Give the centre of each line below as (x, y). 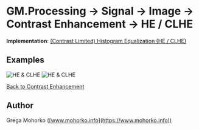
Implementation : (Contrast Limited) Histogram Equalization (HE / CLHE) (96, 41)
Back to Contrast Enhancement (45, 86)
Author (20, 105)
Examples (25, 60)
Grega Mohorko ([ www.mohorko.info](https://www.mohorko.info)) (89, 120)
